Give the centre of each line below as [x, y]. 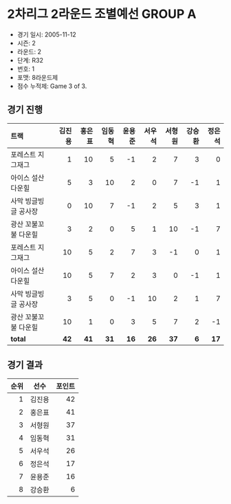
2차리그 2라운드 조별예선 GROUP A [102, 14]
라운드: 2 [29, 52]
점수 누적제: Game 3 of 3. [52, 86]
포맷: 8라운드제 [37, 77]
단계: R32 [30, 60]
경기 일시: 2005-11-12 [47, 34]
